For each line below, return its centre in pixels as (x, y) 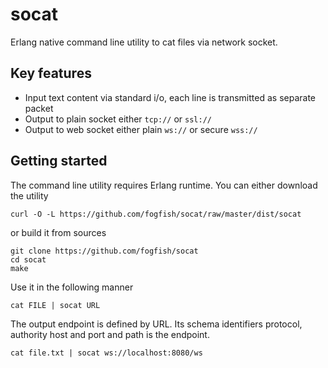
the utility (29, 195)
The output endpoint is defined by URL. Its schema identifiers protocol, (156, 324)
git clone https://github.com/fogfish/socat (104, 251)
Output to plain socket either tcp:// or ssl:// (118, 119)
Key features (51, 73)
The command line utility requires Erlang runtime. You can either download (164, 185)
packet (39, 108)
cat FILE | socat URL (55, 305)
